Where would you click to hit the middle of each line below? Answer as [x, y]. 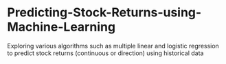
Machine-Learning [61, 27]
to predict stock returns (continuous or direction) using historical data [105, 53]
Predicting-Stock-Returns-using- [104, 13]
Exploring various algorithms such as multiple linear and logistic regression [113, 46]
